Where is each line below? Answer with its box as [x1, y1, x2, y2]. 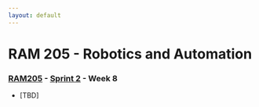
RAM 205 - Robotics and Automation [8, 45, 253, 62]
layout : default [8, 11, 61, 20]
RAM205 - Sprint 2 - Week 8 [8, 73, 118, 84]
